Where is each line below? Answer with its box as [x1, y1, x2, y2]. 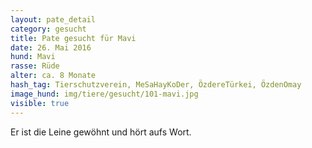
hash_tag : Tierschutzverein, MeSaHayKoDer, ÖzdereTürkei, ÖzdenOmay [10, 80, 302, 90]
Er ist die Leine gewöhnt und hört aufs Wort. [10, 126, 192, 138]
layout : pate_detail [10, 14, 97, 25]
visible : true [10, 98, 70, 108]
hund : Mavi [10, 52, 56, 62]
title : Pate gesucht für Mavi [10, 33, 137, 43]
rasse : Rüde [10, 61, 60, 71]
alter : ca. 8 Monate [10, 71, 97, 81]
